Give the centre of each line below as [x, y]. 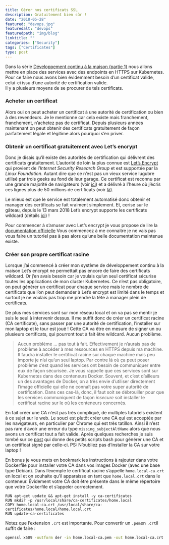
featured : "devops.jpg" [30, 24]
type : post [17, 52]
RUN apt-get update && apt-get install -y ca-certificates [69, 496]
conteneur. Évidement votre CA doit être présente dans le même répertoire [83, 481]
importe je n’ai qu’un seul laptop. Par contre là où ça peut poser [83, 360]
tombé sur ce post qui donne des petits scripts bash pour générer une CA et [84, 440]
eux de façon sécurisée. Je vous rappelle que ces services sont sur [88, 371]
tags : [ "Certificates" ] [30, 47]
